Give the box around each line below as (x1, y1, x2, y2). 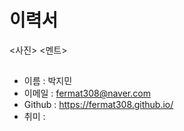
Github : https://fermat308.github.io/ (23, 99, 174, 111)
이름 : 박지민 (23, 75, 73, 87)
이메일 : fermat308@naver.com (23, 87, 151, 100)
